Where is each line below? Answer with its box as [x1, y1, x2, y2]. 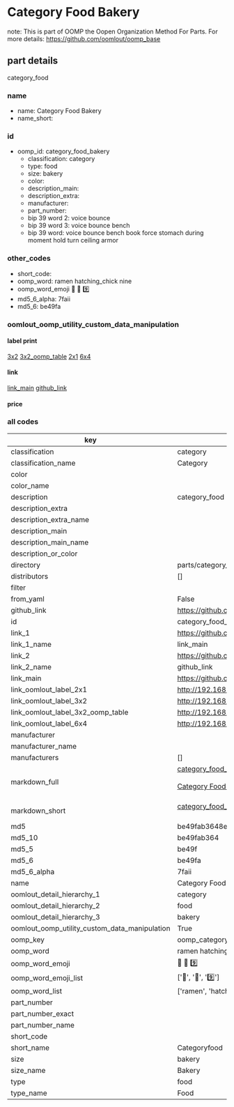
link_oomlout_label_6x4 [10, 719, 88, 728]
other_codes [7, 254, 51, 264]
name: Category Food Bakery [17, 107, 102, 115]
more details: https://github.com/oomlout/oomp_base [7, 34, 161, 43]
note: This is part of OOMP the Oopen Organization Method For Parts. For [7, 27, 218, 36]
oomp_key [10, 935, 45, 945]
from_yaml [10, 594, 45, 604]
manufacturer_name [10, 741, 77, 751]
